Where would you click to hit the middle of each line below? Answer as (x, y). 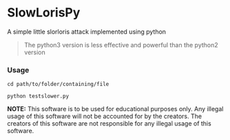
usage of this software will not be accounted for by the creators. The (104, 116)
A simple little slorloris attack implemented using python (87, 32)
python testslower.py (38, 96)
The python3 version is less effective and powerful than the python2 (121, 45)
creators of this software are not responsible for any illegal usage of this (109, 124)
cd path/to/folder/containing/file (58, 84)
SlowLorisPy (44, 13)
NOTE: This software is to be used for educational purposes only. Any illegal (115, 109)
